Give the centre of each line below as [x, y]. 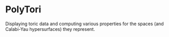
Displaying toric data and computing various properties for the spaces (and [84, 24]
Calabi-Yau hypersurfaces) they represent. [50, 29]
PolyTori [23, 10]
